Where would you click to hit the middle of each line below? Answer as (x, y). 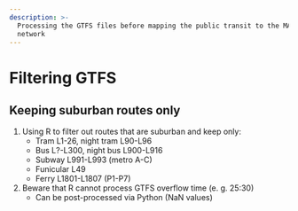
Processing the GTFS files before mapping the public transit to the (148, 26)
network (31, 34)
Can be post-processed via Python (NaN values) (124, 198)
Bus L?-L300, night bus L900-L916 (99, 151)
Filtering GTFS (63, 78)
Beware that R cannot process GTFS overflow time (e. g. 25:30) (138, 188)
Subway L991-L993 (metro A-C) (94, 160)
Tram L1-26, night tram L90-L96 (94, 141)
